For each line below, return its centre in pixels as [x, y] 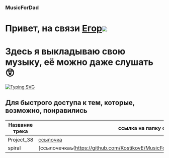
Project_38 [21, 139]
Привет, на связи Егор [54, 29]
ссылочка [50, 139]
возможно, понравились [46, 111]
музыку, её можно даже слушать [79, 62]
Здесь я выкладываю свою [65, 51]
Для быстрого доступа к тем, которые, [70, 103]
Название [21, 125]
